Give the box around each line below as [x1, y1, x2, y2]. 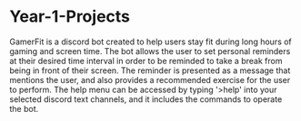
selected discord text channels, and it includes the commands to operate [9, 93, 283, 105]
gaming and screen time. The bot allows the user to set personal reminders [9, 45, 291, 56]
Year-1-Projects [9, 6, 130, 27]
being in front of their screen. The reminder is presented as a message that [9, 65, 291, 76]
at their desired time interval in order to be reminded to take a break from [9, 55, 283, 66]
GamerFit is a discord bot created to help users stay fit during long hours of [9, 36, 293, 47]
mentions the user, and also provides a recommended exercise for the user [9, 74, 291, 85]
